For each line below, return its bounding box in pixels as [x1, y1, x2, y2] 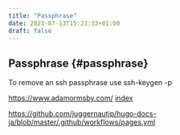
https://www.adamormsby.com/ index [8, 93, 133, 103]
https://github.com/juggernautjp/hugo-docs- [8, 109, 157, 119]
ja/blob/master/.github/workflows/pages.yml [8, 117, 156, 127]
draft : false [8, 27, 52, 35]
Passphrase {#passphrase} [8, 56, 149, 70]
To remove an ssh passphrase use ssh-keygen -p [8, 78, 173, 88]
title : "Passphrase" [8, 11, 78, 20]
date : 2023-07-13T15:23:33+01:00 [8, 19, 121, 27]
